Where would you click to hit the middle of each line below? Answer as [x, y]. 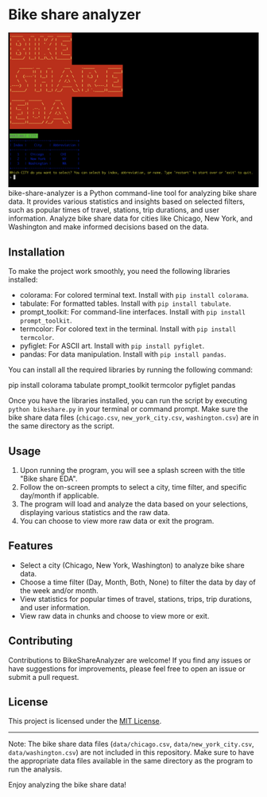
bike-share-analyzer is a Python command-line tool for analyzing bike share [132, 193]
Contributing [41, 641]
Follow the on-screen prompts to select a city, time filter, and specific [133, 486]
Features [31, 546]
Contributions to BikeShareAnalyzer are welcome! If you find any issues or [130, 660]
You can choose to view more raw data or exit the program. [117, 521]
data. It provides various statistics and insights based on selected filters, [127, 201]
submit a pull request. [44, 677]
